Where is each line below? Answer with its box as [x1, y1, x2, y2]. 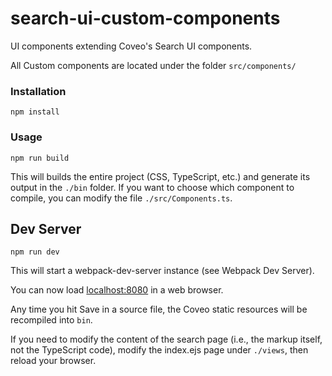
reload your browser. [10, 355, 97, 367]
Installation [10, 84, 67, 98]
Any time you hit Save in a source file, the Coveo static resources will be [10, 303, 308, 316]
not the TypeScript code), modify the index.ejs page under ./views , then [10, 344, 309, 356]
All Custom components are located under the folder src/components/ [10, 59, 297, 71]
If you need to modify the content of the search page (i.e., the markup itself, [10, 333, 323, 346]
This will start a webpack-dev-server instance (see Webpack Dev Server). [10, 265, 315, 277]
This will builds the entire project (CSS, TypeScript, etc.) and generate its [10, 170, 311, 182]
